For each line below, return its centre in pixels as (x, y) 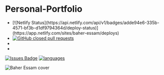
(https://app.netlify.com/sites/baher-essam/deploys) (66, 33)
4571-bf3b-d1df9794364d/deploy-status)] (55, 27)
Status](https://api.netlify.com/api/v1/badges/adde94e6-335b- (95, 23)
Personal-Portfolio (44, 9)
